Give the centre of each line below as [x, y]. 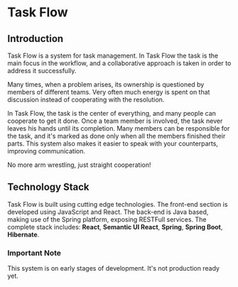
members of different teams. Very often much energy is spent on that [109, 92]
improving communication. [46, 151]
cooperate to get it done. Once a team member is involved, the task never [115, 121]
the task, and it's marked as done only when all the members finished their [117, 136]
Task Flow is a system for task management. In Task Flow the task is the [113, 55]
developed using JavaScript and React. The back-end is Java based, [108, 212]
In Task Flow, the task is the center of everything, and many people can [112, 113]
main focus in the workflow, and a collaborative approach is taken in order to [119, 63]
